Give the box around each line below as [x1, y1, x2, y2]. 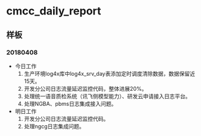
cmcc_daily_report [6, 4, 101, 18]
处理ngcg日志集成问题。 [24, 122, 85, 130]
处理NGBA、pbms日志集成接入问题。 [24, 100, 117, 107]
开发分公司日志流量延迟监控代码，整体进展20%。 [24, 85, 147, 92]
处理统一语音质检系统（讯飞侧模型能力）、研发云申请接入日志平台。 [24, 92, 191, 100]
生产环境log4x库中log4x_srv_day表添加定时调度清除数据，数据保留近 [24, 70, 196, 77]
